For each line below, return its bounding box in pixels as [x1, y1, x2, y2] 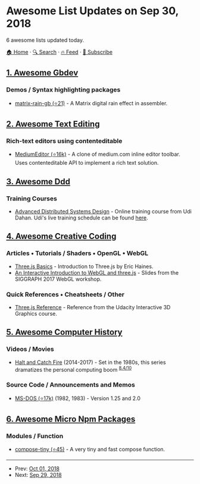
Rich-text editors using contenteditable [6, 137, 123, 145]
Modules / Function [6, 432, 64, 440]
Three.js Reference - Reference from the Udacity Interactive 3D [14, 303, 171, 310]
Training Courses [6, 194, 58, 203]
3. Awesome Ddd [6, 177, 70, 187]
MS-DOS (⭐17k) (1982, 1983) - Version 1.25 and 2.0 [14, 394, 141, 402]
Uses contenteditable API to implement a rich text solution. [14, 159, 159, 166]
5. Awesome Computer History [6, 327, 123, 337]
